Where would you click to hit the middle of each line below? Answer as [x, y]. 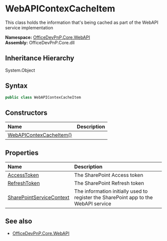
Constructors [26, 113]
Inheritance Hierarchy [40, 58]
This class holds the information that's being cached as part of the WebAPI [82, 22]
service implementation [29, 27]
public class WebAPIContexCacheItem [43, 97]
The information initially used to [111, 191]
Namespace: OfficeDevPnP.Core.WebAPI [48, 37]
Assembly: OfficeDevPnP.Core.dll [40, 42]
